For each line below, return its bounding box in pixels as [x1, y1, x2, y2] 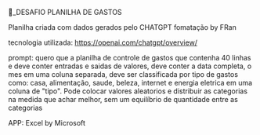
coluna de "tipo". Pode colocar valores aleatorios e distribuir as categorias [8, 86, 248, 96]
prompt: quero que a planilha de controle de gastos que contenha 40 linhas [8, 53, 251, 62]
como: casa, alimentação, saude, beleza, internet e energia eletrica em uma [8, 78, 253, 87]
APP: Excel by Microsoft [8, 119, 86, 127]
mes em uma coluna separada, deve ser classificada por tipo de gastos [8, 70, 239, 78]
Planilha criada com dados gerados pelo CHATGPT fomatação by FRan [8, 23, 237, 31]
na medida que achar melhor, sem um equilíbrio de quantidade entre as [8, 95, 239, 104]
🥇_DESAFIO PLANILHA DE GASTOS [8, 8, 123, 16]
